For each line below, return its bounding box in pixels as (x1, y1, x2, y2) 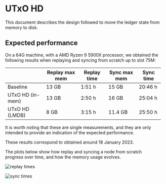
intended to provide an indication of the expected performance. (5, 129, 134, 136)
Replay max (46, 69, 75, 75)
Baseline (7, 83, 28, 90)
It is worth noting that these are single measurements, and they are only (5, 124, 152, 130)
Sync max (109, 69, 133, 75)
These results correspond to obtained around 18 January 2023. (5, 139, 134, 145)
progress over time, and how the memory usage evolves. (5, 154, 121, 160)
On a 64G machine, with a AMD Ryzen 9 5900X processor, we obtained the (5, 52, 159, 58)
